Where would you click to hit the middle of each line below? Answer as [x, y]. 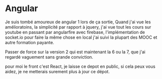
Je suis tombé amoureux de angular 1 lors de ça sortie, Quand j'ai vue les [78, 22]
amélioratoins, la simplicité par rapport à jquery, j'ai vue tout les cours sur [78, 27]
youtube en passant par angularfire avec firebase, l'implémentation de [75, 32]
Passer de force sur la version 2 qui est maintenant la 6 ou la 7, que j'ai [75, 52]
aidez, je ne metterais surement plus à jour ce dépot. [57, 71]
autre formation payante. [30, 42]
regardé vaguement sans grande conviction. [49, 57]
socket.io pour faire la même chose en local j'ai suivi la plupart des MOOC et [81, 37]
